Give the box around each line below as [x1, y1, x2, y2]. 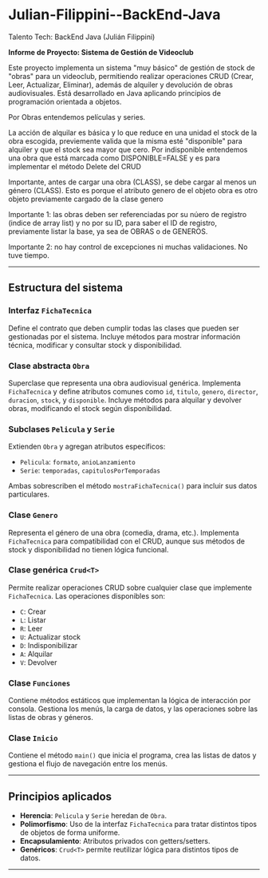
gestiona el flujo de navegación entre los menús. [8, 759, 168, 769]
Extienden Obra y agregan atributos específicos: [8, 441, 166, 452]
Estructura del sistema [8, 281, 124, 295]
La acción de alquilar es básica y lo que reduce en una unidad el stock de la [8, 128, 258, 137]
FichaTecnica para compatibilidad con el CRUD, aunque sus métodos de [8, 536, 246, 546]
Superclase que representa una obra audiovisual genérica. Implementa [8, 378, 241, 388]
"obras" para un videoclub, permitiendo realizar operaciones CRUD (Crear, [8, 71, 254, 81]
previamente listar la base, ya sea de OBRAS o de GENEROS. [8, 226, 208, 236]
